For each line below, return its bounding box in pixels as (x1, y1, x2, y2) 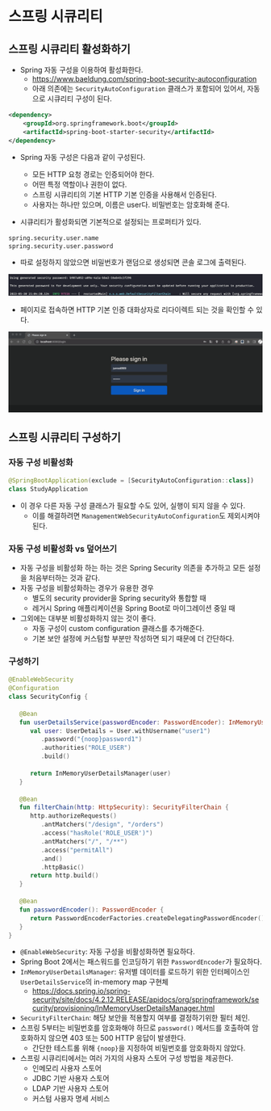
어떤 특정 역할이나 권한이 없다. (31, 179, 127, 189)
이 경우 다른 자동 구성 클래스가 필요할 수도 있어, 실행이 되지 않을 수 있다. (19, 500, 246, 510)
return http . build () (29, 872, 99, 880)
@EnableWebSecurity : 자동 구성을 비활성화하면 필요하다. (19, 947, 195, 957)
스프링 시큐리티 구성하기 (8, 430, 121, 444)
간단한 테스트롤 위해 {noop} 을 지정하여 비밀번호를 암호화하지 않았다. (31, 1043, 246, 1053)
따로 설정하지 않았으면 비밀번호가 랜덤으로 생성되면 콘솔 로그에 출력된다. (19, 257, 247, 267)
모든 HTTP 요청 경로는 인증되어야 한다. (31, 169, 155, 179)
